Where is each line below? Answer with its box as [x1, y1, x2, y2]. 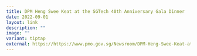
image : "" [6, 30, 30, 36]
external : [6, 41, 30, 47]
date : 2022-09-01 [6, 14, 49, 20]
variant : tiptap [6, 36, 46, 41]
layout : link [6, 19, 38, 25]
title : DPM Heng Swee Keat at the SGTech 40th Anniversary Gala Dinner [6, 8, 185, 15]
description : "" [6, 24, 46, 31]
